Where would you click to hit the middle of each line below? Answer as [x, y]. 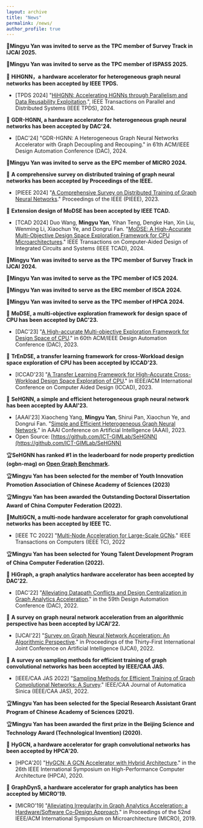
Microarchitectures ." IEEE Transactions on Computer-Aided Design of [101, 242]
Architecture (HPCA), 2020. [49, 776]
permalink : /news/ [29, 23]
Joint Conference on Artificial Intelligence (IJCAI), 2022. [85, 649]
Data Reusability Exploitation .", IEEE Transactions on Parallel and [95, 102]
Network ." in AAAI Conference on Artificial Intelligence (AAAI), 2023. [100, 430]
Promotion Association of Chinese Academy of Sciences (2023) [88, 485]
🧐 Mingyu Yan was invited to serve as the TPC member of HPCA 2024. [95, 302]
